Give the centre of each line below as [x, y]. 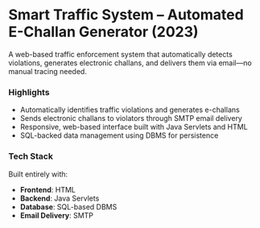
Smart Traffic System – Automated [126, 15]
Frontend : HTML [48, 189]
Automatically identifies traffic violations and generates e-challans [130, 110]
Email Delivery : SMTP [57, 215]
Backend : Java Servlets [60, 198]
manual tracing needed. [47, 71]
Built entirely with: [38, 174]
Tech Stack [31, 156]
